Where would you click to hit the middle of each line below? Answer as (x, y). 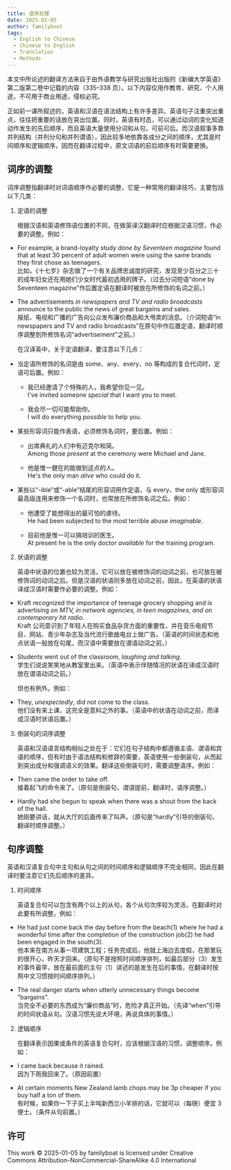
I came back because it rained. (61, 1066)
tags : (15, 33)
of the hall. (32, 808)
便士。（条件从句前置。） (50, 1112)
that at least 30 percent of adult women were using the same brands (114, 255)
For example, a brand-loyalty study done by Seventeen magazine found (119, 247)
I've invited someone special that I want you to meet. (102, 395)
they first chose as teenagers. (59, 262)
